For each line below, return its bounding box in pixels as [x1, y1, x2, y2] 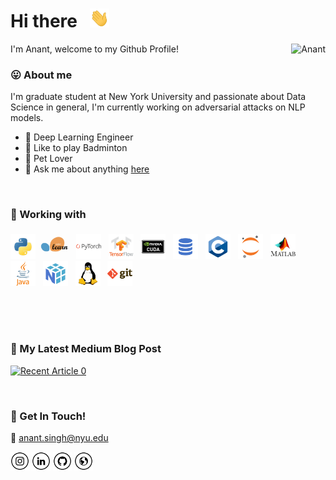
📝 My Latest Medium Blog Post [10, 342, 162, 356]
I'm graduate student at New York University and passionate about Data [10, 91, 307, 103]
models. [10, 112, 44, 124]
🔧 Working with [10, 208, 87, 222]
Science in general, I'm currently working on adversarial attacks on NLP [10, 101, 306, 113]
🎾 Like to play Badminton [24, 142, 128, 154]
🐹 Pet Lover [24, 153, 73, 165]
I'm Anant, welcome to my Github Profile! [10, 43, 179, 55]
